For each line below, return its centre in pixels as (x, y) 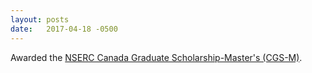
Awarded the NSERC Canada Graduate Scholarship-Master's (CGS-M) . (156, 57)
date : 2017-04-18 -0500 (64, 29)
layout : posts (40, 19)
